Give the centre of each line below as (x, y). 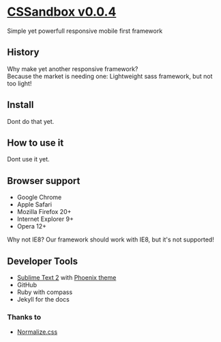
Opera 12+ (31, 226)
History (23, 52)
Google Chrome (39, 197)
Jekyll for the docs (43, 299)
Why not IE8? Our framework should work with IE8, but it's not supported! (111, 239)
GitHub (27, 285)
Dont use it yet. (28, 159)
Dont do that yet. (31, 121)
